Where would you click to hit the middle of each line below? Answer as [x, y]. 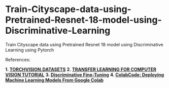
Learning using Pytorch [30, 50]
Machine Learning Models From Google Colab [55, 80]
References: [18, 59]
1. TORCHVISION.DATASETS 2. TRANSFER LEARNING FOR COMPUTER [81, 69]
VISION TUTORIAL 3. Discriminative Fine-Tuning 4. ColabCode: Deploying [85, 74]
